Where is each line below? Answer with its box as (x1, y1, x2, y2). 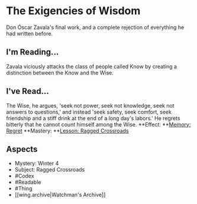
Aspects (6, 144, 38, 154)
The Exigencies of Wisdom (6, 4, 141, 18)
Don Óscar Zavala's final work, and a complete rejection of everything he (6, 24, 185, 31)
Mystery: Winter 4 (14, 160, 59, 167)
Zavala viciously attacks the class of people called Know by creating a (6, 63, 177, 70)
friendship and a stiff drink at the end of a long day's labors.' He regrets (6, 114, 180, 122)
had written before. (6, 30, 53, 37)
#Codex (14, 173, 34, 180)
